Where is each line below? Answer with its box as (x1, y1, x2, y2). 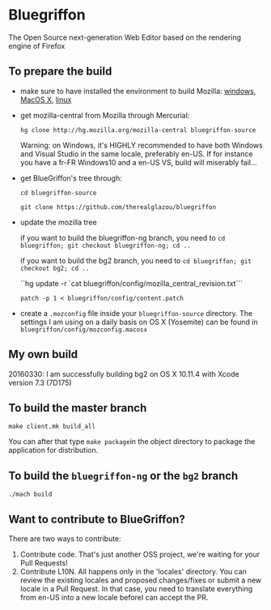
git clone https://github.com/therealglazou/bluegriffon (19, 203, 217, 211)
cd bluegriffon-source (19, 189, 97, 197)
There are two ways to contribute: (8, 534, 121, 544)
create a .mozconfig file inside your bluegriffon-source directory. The (19, 308, 253, 318)
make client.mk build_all (8, 423, 95, 431)
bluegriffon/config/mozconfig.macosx (19, 326, 148, 334)
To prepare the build (8, 65, 112, 79)
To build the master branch (8, 401, 147, 415)
